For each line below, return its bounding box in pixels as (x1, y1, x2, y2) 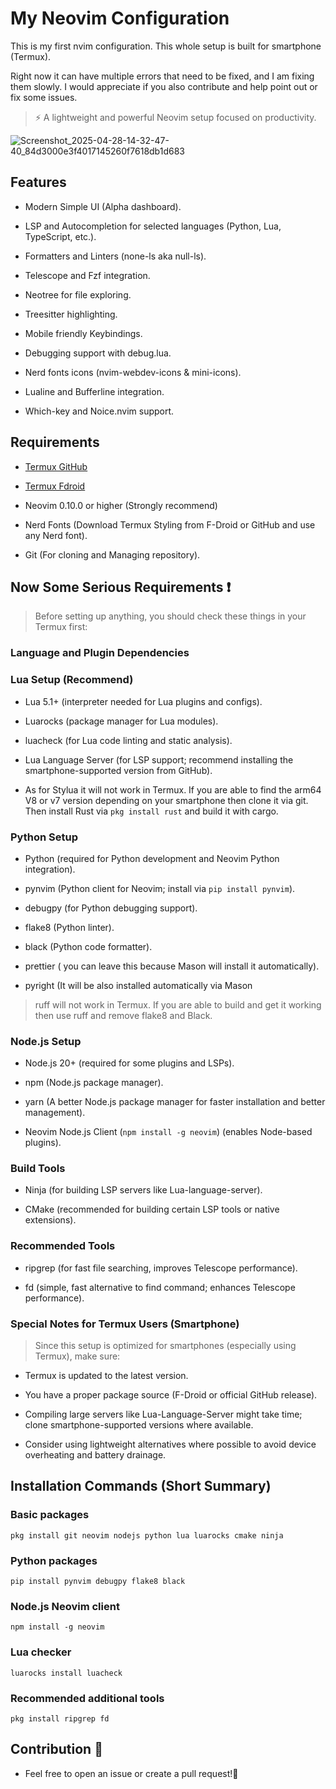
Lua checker (10, 1645, 72, 1659)
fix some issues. (10, 91, 78, 103)
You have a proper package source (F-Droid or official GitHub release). (24, 1389, 318, 1401)
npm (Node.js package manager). (24, 1077, 164, 1089)
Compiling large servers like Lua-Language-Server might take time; (24, 1408, 303, 1421)
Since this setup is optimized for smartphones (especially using (34, 1340, 297, 1352)
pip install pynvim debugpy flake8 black (10, 1577, 186, 1587)
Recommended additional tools (10, 1691, 165, 1705)
